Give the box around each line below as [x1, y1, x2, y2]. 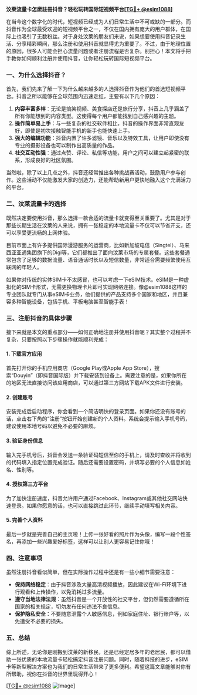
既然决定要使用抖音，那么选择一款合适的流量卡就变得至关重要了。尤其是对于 [6, 214, 191, 221]
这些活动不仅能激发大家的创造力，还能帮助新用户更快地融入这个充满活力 [16, 176, 191, 184]
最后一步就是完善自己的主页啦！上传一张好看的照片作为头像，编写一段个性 [6, 531, 186, 538]
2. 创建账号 [6, 393, 33, 401]
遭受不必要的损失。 [19, 618, 66, 625]
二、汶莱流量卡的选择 [6, 200, 66, 208]
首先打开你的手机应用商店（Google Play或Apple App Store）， [6, 365, 155, 372]
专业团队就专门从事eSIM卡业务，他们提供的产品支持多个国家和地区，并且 [6, 291, 183, 298]
